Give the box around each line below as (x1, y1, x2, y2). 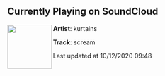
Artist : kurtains (52, 24, 98, 32)
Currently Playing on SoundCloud (7, 6, 159, 18)
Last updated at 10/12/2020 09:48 (52, 51, 152, 60)
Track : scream (52, 38, 96, 46)
